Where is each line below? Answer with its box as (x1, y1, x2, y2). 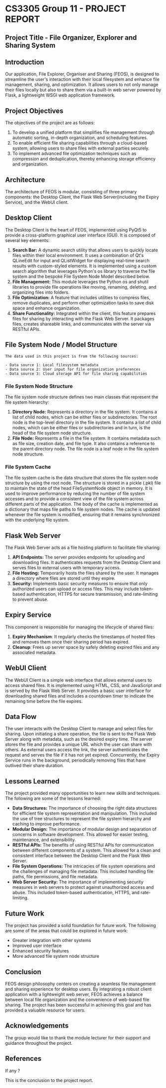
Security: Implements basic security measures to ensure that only (12, 581, 148, 587)
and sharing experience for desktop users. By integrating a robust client (5, 986, 152, 992)
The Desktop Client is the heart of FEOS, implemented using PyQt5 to (5, 227, 147, 233)
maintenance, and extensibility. (12, 837, 76, 843)
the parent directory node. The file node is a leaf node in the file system (12, 446, 159, 452)
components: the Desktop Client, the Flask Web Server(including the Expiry (5, 194, 160, 200)
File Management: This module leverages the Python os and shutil (12, 279, 149, 285)
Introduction (5, 58, 45, 66)
